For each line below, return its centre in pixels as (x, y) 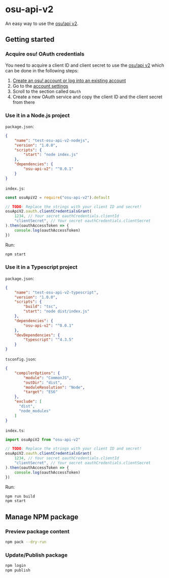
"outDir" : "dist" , (43, 383)
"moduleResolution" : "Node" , (54, 387)
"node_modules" (35, 411)
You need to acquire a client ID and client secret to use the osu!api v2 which (85, 65)
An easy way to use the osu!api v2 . (42, 23)
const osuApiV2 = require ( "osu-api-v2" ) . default (58, 197)
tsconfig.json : (21, 359)
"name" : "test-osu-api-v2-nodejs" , (52, 140)
